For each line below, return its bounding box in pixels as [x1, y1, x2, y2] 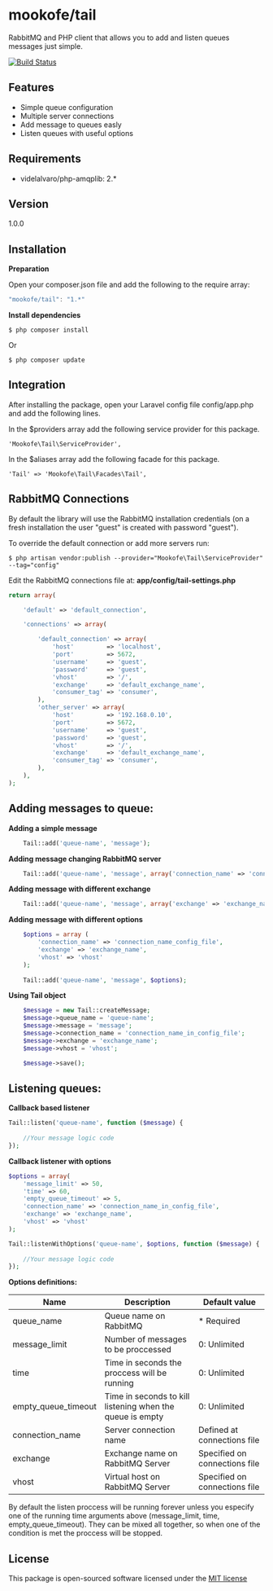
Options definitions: [8, 1277, 77, 1287]
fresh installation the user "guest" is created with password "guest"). [8, 522, 239, 532]
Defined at [198, 1424, 238, 1435]
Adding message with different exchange [8, 884, 151, 894]
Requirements [8, 152, 81, 166]
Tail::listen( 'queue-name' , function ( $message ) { [8, 1119, 184, 1127]
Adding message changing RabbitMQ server [8, 854, 162, 864]
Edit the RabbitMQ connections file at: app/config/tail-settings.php [8, 575, 236, 585]
